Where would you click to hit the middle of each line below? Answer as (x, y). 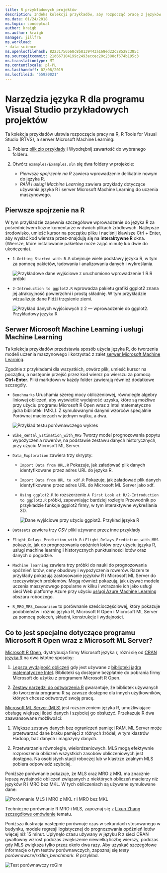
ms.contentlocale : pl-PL (31, 65)
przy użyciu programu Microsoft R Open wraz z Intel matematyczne (82, 405)
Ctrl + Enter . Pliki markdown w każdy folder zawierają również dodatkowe (80, 380)
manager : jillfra (23, 38)
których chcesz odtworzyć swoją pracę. (53, 698)
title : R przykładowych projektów (41, 10)
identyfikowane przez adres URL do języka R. (66, 470)
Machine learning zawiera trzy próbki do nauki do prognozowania (80, 565)
